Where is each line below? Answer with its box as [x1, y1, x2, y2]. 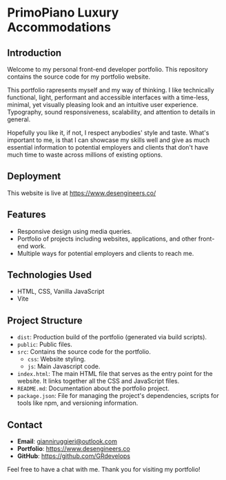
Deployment [7, 170, 61, 182]
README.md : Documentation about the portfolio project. [17, 384, 170, 392]
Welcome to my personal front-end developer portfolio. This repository [7, 66, 208, 73]
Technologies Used [7, 269, 92, 281]
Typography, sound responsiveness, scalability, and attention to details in [7, 108, 216, 116]
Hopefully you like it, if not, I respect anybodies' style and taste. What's [7, 129, 209, 137]
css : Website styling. [27, 355, 86, 363]
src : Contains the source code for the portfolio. [17, 348, 152, 356]
